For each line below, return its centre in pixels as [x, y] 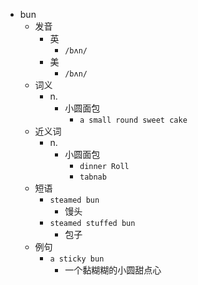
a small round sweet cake [133, 120]
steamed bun [74, 200]
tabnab [93, 177]
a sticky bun [77, 259]
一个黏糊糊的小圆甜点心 [113, 270]
